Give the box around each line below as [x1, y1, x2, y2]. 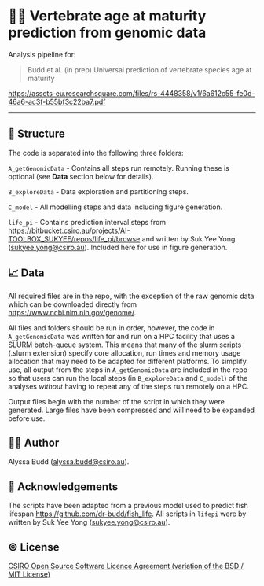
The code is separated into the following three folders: [8, 148, 184, 157]
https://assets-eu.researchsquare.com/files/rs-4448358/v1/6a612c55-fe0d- [8, 88, 255, 98]
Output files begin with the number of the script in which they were [8, 396, 225, 406]
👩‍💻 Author [8, 436, 60, 449]
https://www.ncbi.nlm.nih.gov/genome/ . [8, 308, 137, 317]
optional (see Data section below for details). [8, 171, 154, 181]
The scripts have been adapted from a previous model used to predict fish [8, 501, 249, 510]
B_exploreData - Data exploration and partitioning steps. [8, 186, 189, 196]
